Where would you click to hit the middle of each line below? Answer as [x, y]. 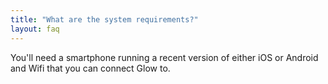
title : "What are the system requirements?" [104, 19]
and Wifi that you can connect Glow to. [90, 68]
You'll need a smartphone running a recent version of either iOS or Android [164, 57]
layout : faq [35, 29]
